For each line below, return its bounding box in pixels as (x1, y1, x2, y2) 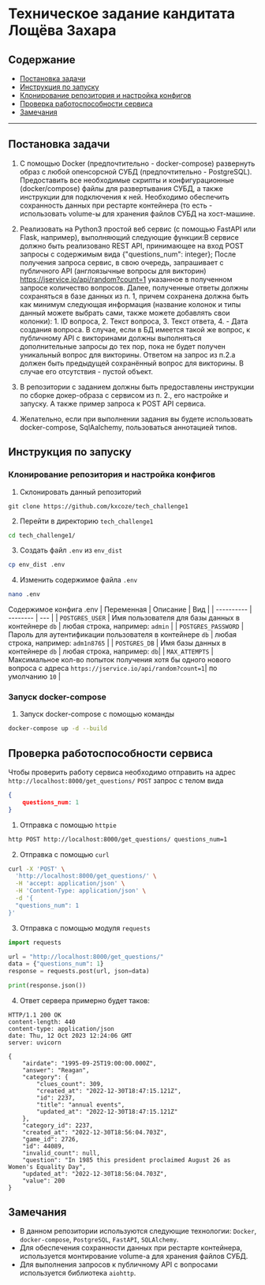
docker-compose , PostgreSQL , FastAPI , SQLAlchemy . (19, 1234, 179, 1244)
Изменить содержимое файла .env (19, 575, 138, 585)
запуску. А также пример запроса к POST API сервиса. (19, 399, 207, 408)
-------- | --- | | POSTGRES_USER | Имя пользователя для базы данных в (8, 613, 241, 623)
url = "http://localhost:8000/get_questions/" (8, 953, 164, 961)
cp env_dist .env (8, 561, 65, 569)
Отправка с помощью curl (19, 849, 110, 859)
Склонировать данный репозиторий (19, 487, 142, 496)
